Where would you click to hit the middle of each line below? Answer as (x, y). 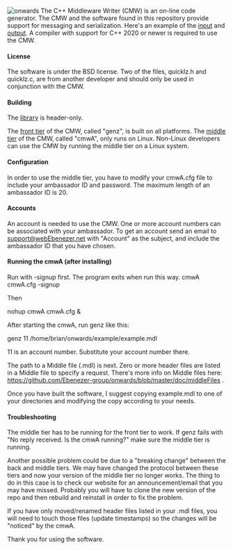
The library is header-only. (45, 118)
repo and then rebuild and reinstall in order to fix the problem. (95, 498)
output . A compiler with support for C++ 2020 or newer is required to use (112, 33)
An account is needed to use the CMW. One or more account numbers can (114, 223)
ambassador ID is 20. (38, 192)
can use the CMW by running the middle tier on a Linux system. (98, 146)
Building (19, 102)
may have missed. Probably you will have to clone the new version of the (112, 490)
